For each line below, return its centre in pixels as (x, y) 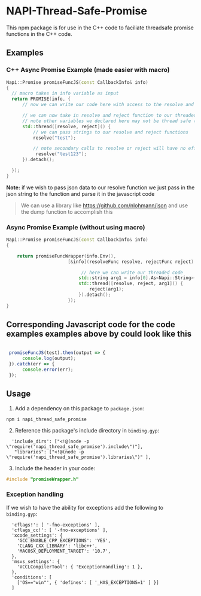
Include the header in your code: (55, 468)
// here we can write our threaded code (132, 273)
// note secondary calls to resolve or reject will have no (109, 149)
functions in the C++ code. (39, 34)
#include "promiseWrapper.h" (42, 479)
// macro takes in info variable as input (65, 93)
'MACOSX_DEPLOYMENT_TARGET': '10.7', (64, 551)
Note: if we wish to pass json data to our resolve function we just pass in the (100, 187)
